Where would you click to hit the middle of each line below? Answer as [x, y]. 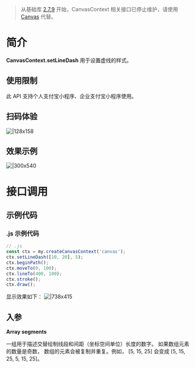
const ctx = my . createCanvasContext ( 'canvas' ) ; [66, 252]
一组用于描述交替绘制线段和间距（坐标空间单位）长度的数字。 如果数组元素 [98, 344]
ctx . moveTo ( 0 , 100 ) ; [32, 268]
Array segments [27, 332]
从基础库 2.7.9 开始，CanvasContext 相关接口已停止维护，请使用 [99, 9]
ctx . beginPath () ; [28, 263]
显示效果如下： [24, 297]
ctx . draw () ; [21, 285]
